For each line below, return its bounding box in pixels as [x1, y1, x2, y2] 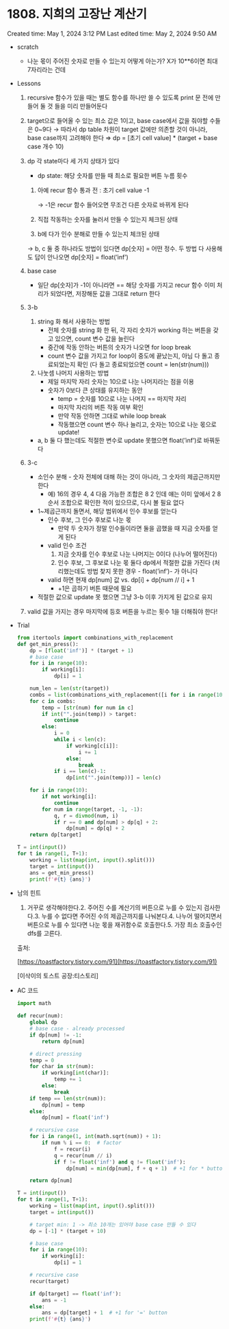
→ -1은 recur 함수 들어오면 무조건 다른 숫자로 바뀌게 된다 [37, 200, 189, 209]
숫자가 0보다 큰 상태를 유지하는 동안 [47, 386, 143, 394]
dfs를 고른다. [27, 929, 62, 938]
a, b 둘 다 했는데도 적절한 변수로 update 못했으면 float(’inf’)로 [37, 436, 203, 444]
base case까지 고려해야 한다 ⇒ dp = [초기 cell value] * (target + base [27, 133, 217, 141]
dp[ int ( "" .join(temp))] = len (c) [66, 774, 162, 781]
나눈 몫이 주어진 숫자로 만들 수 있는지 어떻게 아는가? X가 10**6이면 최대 [27, 56, 218, 65]
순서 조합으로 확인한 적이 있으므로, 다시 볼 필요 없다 [47, 498, 185, 507]
